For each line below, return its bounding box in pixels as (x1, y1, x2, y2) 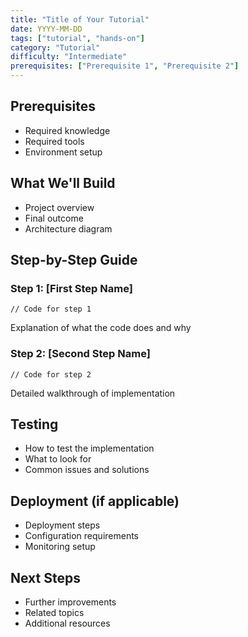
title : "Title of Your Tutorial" (10, 14, 150, 25)
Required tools (24, 135, 85, 147)
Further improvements (24, 596, 117, 608)
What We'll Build (10, 175, 116, 192)
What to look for (24, 453, 92, 465)
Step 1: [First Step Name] (10, 281, 133, 295)
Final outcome (24, 212, 84, 224)
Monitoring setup (24, 541, 96, 553)
